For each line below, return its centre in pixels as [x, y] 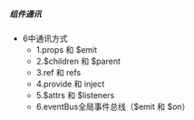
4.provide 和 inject [70, 84]
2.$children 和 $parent [78, 61]
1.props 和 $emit [67, 49]
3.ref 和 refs [58, 72]
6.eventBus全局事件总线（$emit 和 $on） [113, 106]
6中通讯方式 [45, 38]
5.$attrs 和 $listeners [75, 95]
